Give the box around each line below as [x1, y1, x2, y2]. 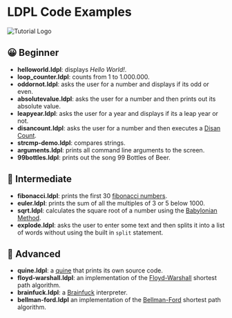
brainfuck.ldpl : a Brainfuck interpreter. [17, 288, 128, 297]
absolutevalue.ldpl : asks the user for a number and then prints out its [17, 95, 216, 103]
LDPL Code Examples [7, 4, 133, 20]
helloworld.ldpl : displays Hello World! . [17, 65, 127, 73]
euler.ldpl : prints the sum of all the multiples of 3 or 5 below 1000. [17, 199, 206, 207]
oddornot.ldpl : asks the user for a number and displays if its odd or [17, 80, 209, 88]
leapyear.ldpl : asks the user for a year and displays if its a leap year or [17, 109, 219, 117]
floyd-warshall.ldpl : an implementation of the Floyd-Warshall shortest [17, 274, 217, 282]
